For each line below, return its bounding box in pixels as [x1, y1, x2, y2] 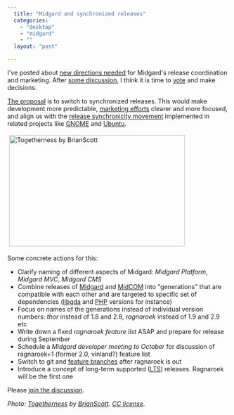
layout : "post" [13, 43, 58, 50]
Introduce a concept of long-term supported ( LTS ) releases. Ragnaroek [17, 365, 224, 373]
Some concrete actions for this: [7, 254, 98, 262]
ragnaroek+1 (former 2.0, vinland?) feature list [17, 350, 150, 358]
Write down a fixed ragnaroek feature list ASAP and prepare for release [17, 328, 225, 336]
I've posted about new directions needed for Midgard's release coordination [7, 68, 228, 77]
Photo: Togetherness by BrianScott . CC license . [7, 400, 145, 408]
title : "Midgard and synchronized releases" [13, 10, 146, 18]
